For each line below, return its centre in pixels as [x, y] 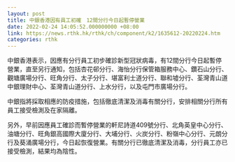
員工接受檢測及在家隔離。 [44, 110]
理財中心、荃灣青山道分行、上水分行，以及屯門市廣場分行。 [105, 87]
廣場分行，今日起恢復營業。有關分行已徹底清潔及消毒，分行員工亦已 [129, 142]
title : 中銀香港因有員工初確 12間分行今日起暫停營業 [76, 20]
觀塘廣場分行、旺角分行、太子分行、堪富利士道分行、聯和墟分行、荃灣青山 [114, 78]
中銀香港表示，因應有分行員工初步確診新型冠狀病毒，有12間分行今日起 [108, 61]
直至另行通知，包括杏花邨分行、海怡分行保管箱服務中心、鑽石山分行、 [127, 69]
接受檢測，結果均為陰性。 [44, 152]
